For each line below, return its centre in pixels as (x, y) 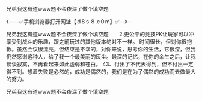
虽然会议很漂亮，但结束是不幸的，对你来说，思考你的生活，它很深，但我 (106, 49)
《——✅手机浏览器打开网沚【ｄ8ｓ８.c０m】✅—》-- (69, 22)
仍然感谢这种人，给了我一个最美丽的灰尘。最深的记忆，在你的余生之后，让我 (101, 56)
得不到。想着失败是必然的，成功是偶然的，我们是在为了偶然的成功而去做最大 (101, 71)
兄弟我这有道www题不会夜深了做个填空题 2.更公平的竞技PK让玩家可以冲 (100, 34)
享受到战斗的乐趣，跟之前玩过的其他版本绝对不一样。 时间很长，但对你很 (96, 42)
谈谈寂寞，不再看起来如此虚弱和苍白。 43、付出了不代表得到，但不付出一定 (100, 64)
